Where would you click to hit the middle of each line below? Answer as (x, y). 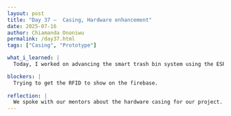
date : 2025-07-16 (32, 26)
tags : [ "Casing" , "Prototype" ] (52, 45)
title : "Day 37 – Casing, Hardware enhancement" (80, 20)
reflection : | (27, 96)
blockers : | (24, 76)
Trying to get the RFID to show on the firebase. (86, 83)
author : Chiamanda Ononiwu (46, 33)
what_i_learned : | (33, 58)
